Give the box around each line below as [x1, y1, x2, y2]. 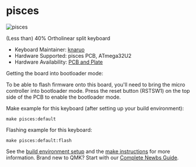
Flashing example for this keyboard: [6, 126, 92, 133]
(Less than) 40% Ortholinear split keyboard [6, 34, 111, 41]
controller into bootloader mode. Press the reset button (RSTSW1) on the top [6, 87, 190, 94]
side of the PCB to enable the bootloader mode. [6, 93, 121, 100]
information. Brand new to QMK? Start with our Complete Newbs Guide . [6, 154, 179, 161]
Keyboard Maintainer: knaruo [14, 46, 85, 53]
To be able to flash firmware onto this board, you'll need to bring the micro [6, 81, 185, 88]
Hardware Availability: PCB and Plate [14, 58, 104, 65]
